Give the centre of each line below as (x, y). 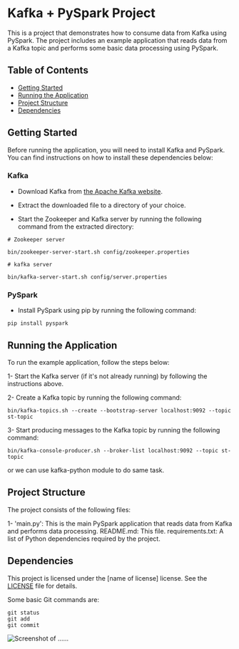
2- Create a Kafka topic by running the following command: (95, 398)
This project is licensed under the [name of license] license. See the (107, 578)
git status (24, 613)
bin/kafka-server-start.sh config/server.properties (87, 277)
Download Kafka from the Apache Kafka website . (90, 191)
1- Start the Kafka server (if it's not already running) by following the (107, 376)
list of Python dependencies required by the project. (84, 539)
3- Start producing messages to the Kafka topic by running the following (114, 430)
